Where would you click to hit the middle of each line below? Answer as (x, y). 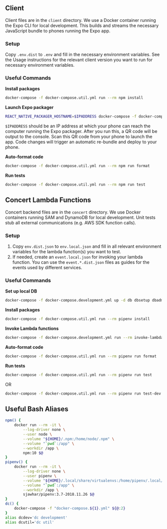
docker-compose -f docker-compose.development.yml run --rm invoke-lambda (84, 338)
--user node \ (38, 434)
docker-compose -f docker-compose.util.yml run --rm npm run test (75, 185)
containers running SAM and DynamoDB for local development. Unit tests (80, 217)
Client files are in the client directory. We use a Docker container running (81, 20)
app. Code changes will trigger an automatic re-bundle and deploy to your (81, 142)
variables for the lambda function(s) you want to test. (67, 252)
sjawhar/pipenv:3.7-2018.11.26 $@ (59, 495)
